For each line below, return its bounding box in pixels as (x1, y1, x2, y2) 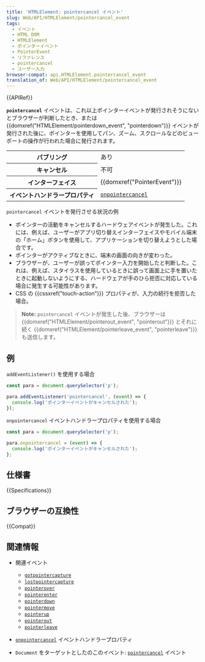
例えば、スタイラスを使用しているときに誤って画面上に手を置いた (31, 267, 198, 274)
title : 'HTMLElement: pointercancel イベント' (6, 9, 124, 15)
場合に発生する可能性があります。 (15, 282, 101, 289)
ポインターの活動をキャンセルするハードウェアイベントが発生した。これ (15, 221, 198, 228)
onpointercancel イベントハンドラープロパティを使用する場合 (6, 417, 161, 424)
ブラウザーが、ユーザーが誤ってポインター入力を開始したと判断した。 (15, 259, 192, 267)
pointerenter (24, 592, 58, 598)
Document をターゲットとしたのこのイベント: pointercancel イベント (15, 649, 187, 656)
